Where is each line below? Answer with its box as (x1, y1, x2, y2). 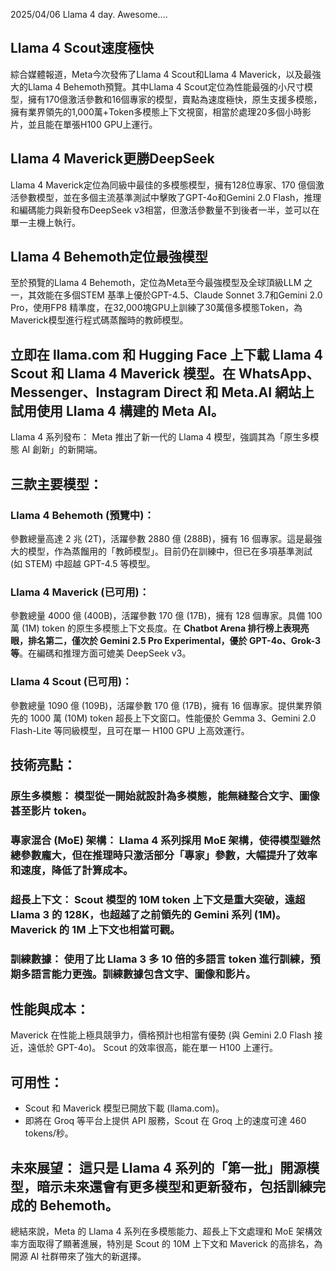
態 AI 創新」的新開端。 (10, 444, 103, 456)
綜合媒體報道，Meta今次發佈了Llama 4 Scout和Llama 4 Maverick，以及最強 (10, 68, 322, 80)
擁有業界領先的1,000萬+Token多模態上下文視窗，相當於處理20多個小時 (10, 105, 303, 118)
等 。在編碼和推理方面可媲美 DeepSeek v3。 (10, 647, 192, 659)
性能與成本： (10, 1001, 90, 1018)
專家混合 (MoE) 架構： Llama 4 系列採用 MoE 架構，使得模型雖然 (10, 833, 321, 847)
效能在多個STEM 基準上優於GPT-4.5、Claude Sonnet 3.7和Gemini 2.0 (36, 289, 323, 301)
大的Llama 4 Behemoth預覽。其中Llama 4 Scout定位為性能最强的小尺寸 (10, 80, 305, 93)
